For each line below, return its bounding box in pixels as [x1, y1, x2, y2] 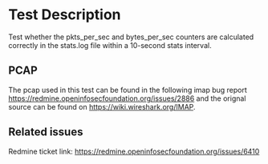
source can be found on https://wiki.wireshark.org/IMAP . [8, 102, 196, 111]
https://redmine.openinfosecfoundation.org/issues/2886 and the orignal [8, 94, 246, 103]
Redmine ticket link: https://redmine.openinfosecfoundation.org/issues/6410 [8, 146, 260, 156]
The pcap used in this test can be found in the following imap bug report [8, 85, 247, 94]
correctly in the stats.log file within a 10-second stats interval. [8, 40, 212, 50]
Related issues [8, 126, 83, 139]
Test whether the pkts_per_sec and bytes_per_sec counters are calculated [8, 32, 254, 42]
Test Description [8, 6, 122, 24]
